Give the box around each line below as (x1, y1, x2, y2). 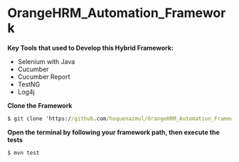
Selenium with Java (17, 57, 75, 65)
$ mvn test (7, 149, 40, 156)
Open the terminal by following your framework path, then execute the (7, 128, 221, 136)
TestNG (17, 80, 41, 88)
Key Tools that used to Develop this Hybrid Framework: (7, 43, 174, 52)
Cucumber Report (17, 72, 70, 81)
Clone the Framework (7, 101, 73, 109)
